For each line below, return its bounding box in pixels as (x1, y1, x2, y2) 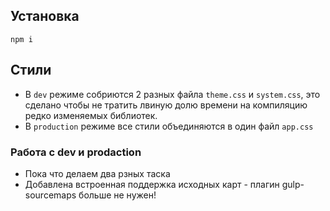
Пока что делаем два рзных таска (24, 167, 171, 179)
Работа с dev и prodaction (10, 145, 142, 159)
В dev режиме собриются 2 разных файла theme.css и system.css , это (24, 88, 321, 100)
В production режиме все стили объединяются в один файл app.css (24, 120, 314, 132)
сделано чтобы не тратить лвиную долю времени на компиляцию (24, 99, 308, 111)
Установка (10, 8, 80, 25)
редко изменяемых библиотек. (24, 109, 158, 121)
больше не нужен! (78, 189, 157, 201)
